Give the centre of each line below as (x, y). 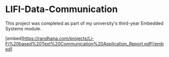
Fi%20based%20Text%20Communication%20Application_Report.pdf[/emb (84, 43)
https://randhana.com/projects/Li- (58, 38)
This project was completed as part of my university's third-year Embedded (84, 23)
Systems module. (23, 28)
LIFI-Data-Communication (62, 9)
